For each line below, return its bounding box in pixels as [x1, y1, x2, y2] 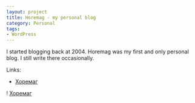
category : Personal [6, 20, 56, 26]
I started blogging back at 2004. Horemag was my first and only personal [6, 48, 190, 55]
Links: [6, 66, 21, 73]
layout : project [6, 8, 47, 15]
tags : [6, 25, 20, 32]
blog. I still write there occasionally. [6, 55, 94, 62]
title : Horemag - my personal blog [6, 15, 96, 21]
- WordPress [6, 32, 36, 38]
